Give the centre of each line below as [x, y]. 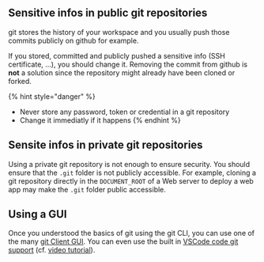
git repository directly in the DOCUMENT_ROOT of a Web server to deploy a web [131, 180]
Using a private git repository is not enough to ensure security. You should [129, 164]
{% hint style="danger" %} [52, 96]
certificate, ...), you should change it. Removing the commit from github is [128, 64]
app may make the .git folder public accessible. [87, 189]
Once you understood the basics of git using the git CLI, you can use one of [132, 234]
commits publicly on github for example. [74, 40]
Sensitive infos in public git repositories [108, 13]
